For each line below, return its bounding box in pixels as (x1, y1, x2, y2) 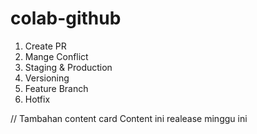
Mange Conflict (24, 50, 89, 62)
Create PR (24, 40, 67, 52)
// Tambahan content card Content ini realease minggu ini (10, 112, 248, 124)
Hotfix (24, 93, 51, 105)
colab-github (10, 7, 122, 30)
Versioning (24, 72, 70, 84)
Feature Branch (24, 82, 89, 94)
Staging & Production (24, 61, 113, 73)
